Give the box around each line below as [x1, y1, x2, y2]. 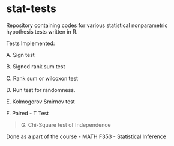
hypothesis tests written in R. [6, 28, 78, 35]
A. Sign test [6, 51, 35, 58]
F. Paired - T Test [6, 109, 49, 117]
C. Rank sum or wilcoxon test [6, 75, 79, 82]
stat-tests [6, 2, 57, 16]
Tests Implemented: [6, 40, 55, 47]
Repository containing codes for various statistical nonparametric [6, 22, 168, 29]
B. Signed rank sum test [6, 62, 65, 70]
